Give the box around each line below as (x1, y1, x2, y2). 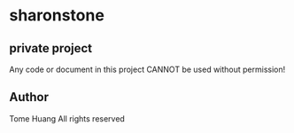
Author (9, 90, 49, 105)
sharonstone (9, 5, 104, 26)
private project (9, 41, 93, 56)
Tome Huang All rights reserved (9, 113, 126, 124)
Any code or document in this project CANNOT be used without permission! (9, 64, 286, 74)
